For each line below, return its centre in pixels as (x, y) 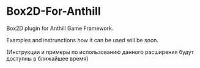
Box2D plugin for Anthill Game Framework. (60, 28)
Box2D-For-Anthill (54, 11)
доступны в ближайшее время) (47, 58)
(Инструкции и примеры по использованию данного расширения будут (100, 52)
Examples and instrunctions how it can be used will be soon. (83, 40)
